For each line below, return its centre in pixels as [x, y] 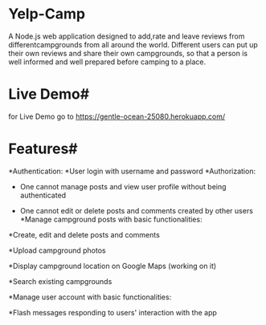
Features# [43, 149]
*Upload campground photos [57, 250]
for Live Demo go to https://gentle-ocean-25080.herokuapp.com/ [117, 116]
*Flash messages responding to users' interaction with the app [113, 312]
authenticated [43, 195]
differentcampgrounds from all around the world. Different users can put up [133, 44]
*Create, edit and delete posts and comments [84, 234]
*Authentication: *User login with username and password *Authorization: [132, 171]
